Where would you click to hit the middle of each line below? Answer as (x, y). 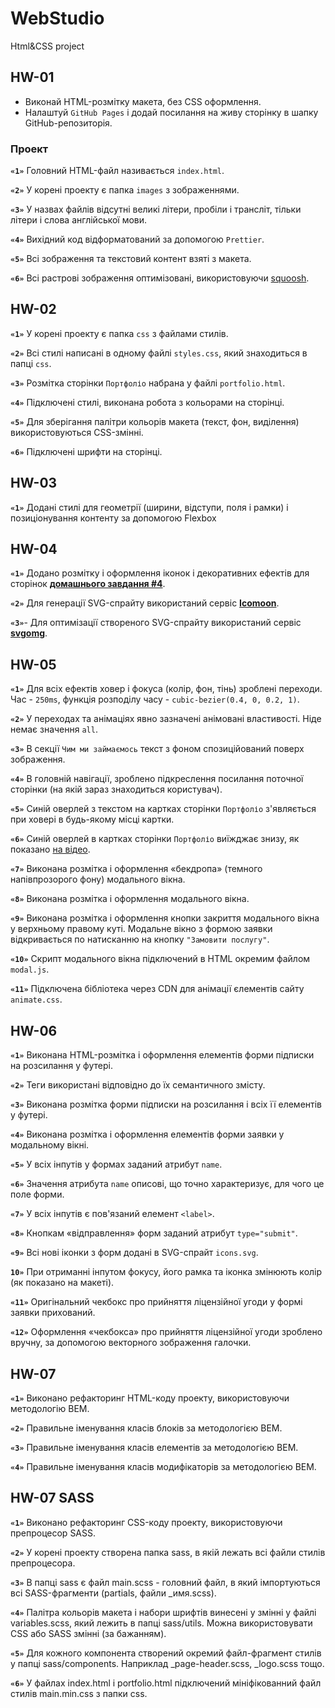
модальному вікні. (50, 1145)
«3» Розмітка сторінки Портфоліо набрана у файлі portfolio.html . (148, 383)
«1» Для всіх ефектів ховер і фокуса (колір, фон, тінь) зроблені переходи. (166, 689)
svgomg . (29, 633)
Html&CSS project (47, 46)
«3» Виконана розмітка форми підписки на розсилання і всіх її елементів (166, 1104)
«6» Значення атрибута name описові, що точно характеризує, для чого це (167, 1184)
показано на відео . (50, 849)
